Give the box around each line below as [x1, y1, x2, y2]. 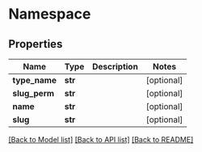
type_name [12, 74, 57, 86]
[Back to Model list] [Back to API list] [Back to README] [8, 135, 194, 144]
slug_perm [12, 88, 55, 99]
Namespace [8, 5, 91, 23]
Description [91, 61, 139, 72]
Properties [8, 37, 63, 51]
